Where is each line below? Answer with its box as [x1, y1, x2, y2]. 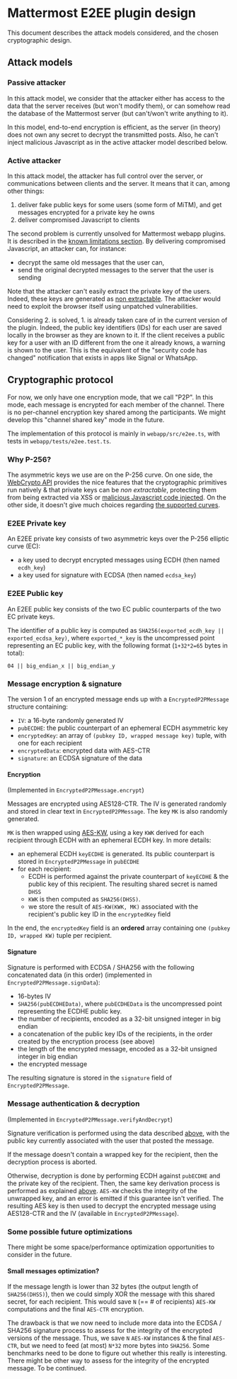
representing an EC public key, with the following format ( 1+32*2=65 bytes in [7, 641, 228, 650]
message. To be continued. [7, 1364, 87, 1373]
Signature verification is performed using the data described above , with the [7, 1129, 230, 1137]
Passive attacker [7, 78, 66, 88]
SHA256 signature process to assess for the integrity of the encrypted [7, 1327, 212, 1335]
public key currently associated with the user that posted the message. [7, 1136, 214, 1145]
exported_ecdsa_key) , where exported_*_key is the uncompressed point [7, 633, 215, 642]
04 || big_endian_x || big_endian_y [7, 662, 115, 670]
